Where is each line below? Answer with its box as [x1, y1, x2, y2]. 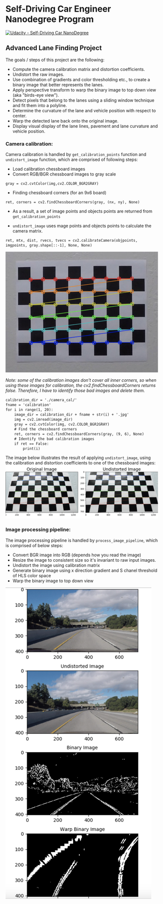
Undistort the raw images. [12, 71, 64, 77]
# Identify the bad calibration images [14, 437, 95, 442]
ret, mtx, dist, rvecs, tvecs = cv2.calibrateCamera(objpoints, [5, 238, 138, 243]
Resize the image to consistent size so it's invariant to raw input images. [12, 557, 156, 563]
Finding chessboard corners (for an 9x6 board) [12, 190, 107, 195]
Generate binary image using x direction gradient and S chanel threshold [12, 567, 158, 573]
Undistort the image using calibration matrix [12, 562, 100, 568]
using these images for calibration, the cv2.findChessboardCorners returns [5, 383, 156, 389]
